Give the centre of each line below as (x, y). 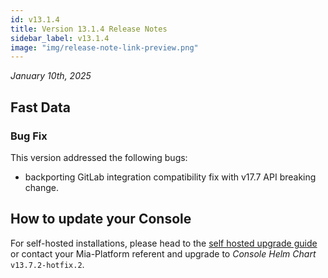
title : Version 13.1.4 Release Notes (89, 29)
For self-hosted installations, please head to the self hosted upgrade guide (164, 243)
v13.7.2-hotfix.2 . (47, 264)
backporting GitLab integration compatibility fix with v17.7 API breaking (170, 177)
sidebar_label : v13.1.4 (60, 38)
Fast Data (40, 107)
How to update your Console (101, 219)
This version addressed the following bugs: (99, 157)
